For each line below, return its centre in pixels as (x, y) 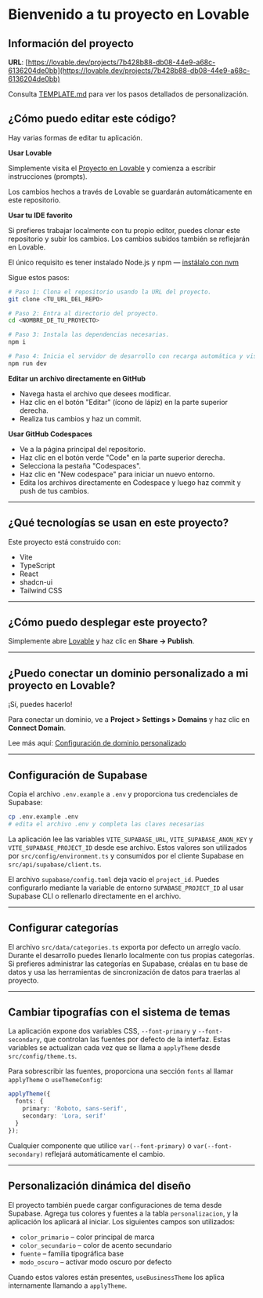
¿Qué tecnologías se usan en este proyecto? (119, 523)
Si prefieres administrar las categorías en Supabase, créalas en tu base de (128, 964)
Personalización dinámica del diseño (100, 1186)
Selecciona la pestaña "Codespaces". (80, 465)
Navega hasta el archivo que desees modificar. (95, 393)
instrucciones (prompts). (48, 176)
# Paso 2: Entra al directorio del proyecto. (83, 313)
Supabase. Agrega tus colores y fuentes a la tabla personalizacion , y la (123, 1213)
